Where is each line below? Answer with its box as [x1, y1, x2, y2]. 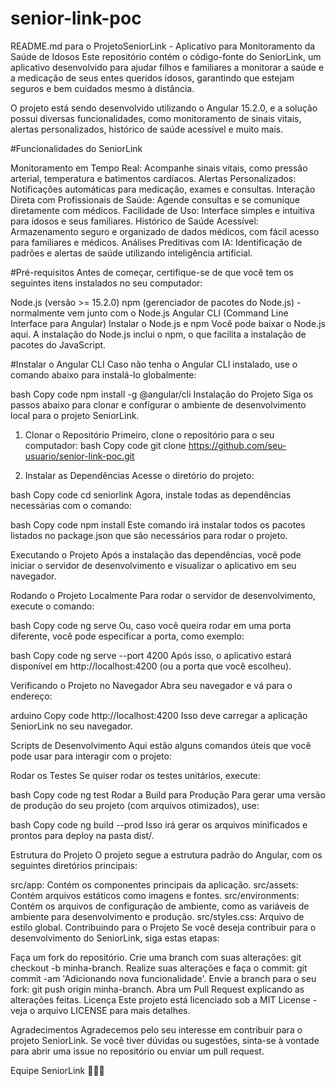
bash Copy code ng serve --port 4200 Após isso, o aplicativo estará [10, 649, 292, 661]
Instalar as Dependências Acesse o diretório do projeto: [24, 469, 255, 481]
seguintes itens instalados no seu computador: [10, 277, 203, 289]
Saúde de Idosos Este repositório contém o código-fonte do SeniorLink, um [10, 50, 322, 62]
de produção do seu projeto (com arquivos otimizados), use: [10, 799, 260, 811]
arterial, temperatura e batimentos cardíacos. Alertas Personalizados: [10, 172, 297, 184]
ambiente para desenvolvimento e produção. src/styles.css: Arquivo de [10, 910, 305, 922]
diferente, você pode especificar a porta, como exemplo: [10, 630, 245, 642]
